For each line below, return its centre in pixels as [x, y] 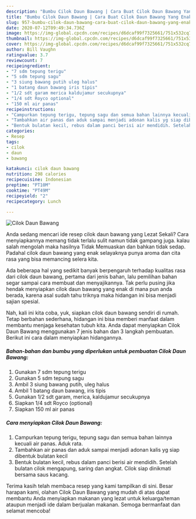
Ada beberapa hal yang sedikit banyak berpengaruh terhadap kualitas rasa [96, 271]
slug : [13, 22]
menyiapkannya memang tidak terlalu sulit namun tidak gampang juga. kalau [98, 241]
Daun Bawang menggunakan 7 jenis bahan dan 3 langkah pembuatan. [90, 331]
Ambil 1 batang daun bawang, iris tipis [60, 391]
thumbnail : [19, 39]
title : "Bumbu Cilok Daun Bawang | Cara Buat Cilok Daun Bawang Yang [92, 17]
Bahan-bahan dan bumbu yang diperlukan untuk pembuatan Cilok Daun [96, 351]
